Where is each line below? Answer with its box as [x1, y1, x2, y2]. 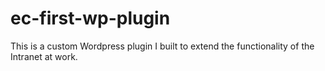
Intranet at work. [10, 50, 78, 62]
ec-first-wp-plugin [10, 7, 171, 30]
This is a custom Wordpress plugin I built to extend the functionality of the [10, 40, 315, 52]
